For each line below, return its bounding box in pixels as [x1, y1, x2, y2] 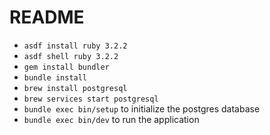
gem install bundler [23, 62, 110, 72]
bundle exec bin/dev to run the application [23, 113, 200, 125]
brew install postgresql [23, 83, 128, 93]
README [9, 6, 85, 29]
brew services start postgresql [23, 94, 159, 104]
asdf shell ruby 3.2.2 [23, 51, 119, 61]
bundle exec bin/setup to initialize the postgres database [23, 102, 261, 115]
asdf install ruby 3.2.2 [23, 41, 128, 51]
